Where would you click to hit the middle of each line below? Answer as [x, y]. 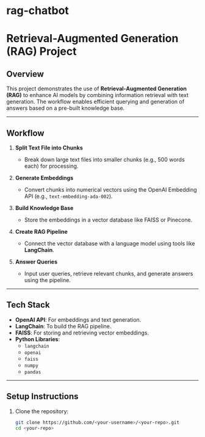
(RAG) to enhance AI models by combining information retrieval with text [98, 95]
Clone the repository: [42, 411]
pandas [33, 372]
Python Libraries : [37, 339]
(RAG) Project [41, 52]
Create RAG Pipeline [41, 232]
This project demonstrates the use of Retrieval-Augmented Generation [97, 88]
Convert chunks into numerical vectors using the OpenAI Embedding [110, 190]
